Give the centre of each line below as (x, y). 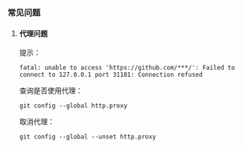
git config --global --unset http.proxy (87, 137)
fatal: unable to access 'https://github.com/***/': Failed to (127, 68)
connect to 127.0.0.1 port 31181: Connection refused (111, 75)
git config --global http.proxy (73, 106)
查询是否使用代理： (51, 91)
